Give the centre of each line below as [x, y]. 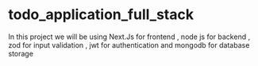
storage [21, 53]
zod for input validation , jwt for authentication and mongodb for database [129, 45]
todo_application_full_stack [101, 15]
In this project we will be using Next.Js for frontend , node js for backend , [129, 37]
